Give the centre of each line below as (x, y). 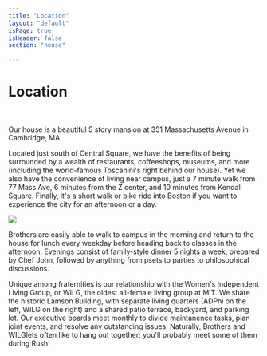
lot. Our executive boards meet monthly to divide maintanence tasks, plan (129, 318)
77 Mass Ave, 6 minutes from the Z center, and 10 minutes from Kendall (125, 188)
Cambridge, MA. (35, 138)
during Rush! (29, 343)
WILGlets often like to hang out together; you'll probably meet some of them (133, 335)
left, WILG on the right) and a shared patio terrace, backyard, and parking (129, 310)
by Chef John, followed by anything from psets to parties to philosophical (129, 260)
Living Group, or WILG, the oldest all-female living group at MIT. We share (130, 293)
